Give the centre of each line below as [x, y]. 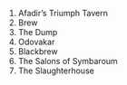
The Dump [38, 32]
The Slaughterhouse [56, 71]
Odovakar [36, 42]
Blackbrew [38, 52]
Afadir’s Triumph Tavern [63, 13]
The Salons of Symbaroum [68, 61]
